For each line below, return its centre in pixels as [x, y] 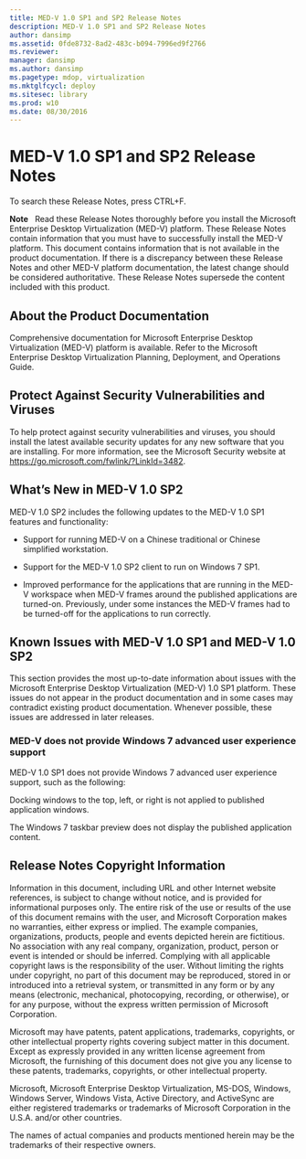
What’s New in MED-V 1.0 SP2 [96, 490]
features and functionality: [59, 521]
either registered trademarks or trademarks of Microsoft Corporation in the [150, 1108]
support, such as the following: [68, 782]
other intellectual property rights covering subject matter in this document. [150, 1041]
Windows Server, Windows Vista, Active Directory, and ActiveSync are [142, 1098]
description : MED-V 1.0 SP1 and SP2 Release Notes [108, 27]
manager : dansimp [42, 60]
